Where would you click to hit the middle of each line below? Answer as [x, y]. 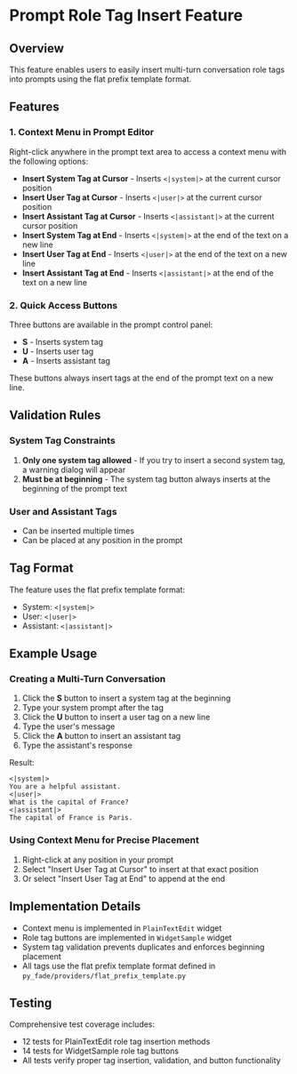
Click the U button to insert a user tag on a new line [116, 717]
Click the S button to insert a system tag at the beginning [126, 698]
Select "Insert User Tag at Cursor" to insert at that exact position [140, 869]
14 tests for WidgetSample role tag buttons [100, 1051]
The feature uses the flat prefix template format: [97, 589]
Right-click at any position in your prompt [98, 860]
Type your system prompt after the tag [93, 708]
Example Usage [53, 654]
